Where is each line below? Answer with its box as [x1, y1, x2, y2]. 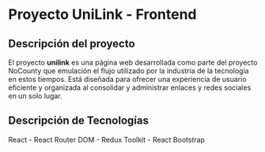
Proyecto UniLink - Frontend [8, 6, 197, 24]
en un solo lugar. [8, 91, 62, 100]
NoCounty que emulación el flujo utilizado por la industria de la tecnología [8, 66, 249, 76]
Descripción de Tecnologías [8, 114, 149, 128]
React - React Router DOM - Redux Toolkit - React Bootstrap [8, 135, 206, 144]
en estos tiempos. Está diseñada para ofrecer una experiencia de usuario [8, 75, 247, 83]
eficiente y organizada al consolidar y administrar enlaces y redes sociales [8, 83, 252, 92]
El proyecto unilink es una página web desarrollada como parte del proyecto [8, 57, 258, 67]
